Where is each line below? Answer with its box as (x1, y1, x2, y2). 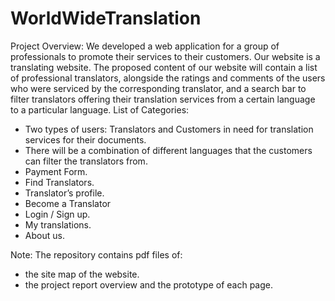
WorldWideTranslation (10, 7, 202, 30)
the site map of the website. (24, 268, 140, 280)
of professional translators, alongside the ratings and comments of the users (10, 72, 326, 84)
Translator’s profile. (24, 187, 105, 199)
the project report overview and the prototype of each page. (24, 278, 274, 291)
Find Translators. (24, 176, 95, 188)
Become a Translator (24, 197, 112, 209)
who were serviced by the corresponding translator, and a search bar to (10, 82, 307, 94)
